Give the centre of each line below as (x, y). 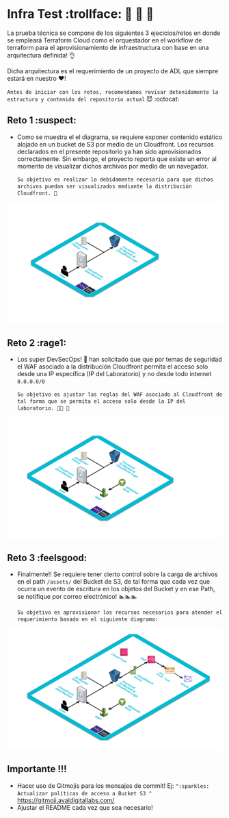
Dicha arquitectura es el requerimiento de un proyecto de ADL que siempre (113, 71)
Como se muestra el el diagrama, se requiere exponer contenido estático (120, 137)
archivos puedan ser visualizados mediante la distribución (104, 186)
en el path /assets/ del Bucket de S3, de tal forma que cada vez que (113, 582)
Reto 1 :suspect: (42, 120)
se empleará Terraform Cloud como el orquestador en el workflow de (105, 40)
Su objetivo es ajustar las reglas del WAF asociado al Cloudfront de (120, 395)
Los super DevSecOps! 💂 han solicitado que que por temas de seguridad (119, 360)
